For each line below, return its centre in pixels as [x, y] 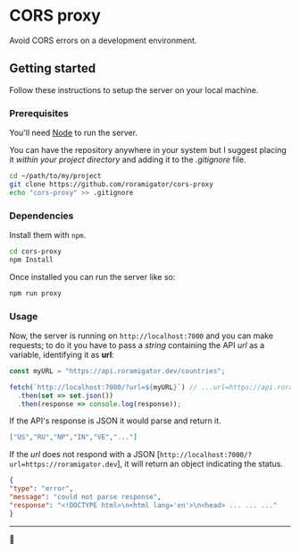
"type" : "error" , [42, 489]
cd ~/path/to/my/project [55, 176]
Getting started [53, 68]
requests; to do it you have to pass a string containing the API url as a [137, 345]
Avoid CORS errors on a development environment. [103, 40]
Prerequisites [39, 113]
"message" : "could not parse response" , [86, 498]
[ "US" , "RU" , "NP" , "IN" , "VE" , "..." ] [74, 438]
